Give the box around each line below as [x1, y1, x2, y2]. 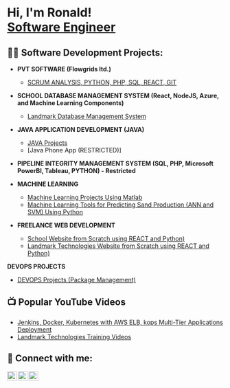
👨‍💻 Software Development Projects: [7, 47, 163, 58]
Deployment [16, 325, 52, 334]
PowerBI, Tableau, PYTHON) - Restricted [16, 167, 136, 174]
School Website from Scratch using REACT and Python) [27, 235, 185, 242]
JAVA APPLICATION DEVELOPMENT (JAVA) [16, 126, 145, 133]
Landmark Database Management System [27, 112, 146, 120]
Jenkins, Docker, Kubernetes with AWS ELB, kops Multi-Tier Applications [16, 318, 223, 326]
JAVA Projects [27, 139, 68, 147]
